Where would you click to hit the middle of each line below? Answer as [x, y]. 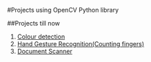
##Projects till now [33, 23]
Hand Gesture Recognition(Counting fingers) [81, 44]
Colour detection [41, 37]
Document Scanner [44, 51]
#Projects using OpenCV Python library [63, 10]
